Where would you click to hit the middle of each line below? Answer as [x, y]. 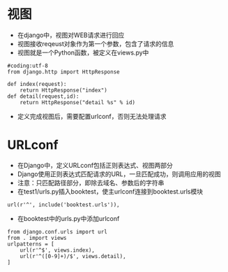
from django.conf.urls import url [58, 231]
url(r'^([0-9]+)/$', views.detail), [73, 256]
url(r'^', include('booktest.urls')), [63, 205]
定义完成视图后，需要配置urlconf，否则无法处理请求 [92, 116]
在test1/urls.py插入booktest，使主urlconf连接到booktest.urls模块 [110, 191]
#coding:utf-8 [28, 66]
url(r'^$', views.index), [58, 250]
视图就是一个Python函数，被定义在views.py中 [83, 52]
